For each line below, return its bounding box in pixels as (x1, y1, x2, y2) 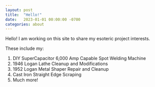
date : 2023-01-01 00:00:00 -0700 (5, 17, 81, 22)
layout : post (5, 7, 33, 13)
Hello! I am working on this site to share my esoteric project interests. (5, 36, 150, 42)
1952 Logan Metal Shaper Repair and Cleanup (12, 66, 109, 72)
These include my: (5, 45, 44, 51)
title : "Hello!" (5, 12, 42, 17)
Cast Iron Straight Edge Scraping (12, 72, 82, 78)
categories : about (5, 21, 44, 27)
